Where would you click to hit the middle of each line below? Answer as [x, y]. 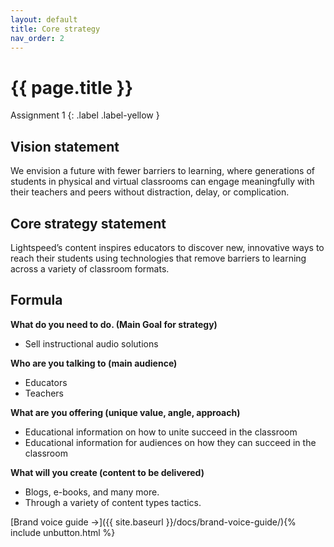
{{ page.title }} [72, 87]
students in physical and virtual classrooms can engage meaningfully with [162, 182]
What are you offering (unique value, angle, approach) [125, 412]
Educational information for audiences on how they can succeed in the [170, 442]
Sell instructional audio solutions [91, 343]
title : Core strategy [55, 29]
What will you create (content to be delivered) [107, 472]
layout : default [44, 19]
